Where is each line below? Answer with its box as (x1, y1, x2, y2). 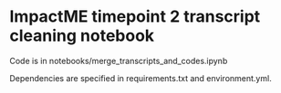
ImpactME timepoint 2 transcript (9, 6, 261, 27)
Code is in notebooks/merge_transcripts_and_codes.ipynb (9, 55, 228, 66)
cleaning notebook (9, 25, 155, 46)
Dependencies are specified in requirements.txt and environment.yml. (9, 72, 272, 83)
